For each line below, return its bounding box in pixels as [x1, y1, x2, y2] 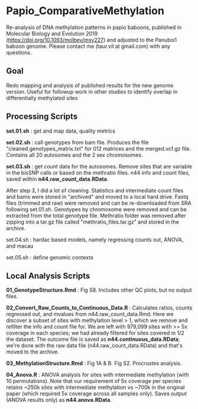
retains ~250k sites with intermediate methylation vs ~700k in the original [6, 384, 185, 391]
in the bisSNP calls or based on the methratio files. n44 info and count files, [6, 169, 190, 176]
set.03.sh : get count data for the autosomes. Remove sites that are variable [6, 163, 192, 170]
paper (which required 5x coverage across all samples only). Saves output [6, 390, 187, 397]
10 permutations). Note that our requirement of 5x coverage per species [6, 378, 181, 385]
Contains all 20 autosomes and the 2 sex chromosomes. [6, 151, 143, 158]
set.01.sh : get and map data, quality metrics [6, 127, 116, 134]
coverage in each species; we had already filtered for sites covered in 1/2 [6, 330, 184, 337]
